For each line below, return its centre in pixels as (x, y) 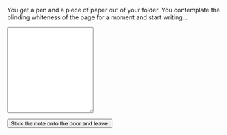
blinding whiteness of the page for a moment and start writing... (98, 17)
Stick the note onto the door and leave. (60, 123)
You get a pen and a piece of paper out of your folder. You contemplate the (114, 10)
